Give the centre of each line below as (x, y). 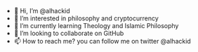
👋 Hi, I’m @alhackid (42, 11)
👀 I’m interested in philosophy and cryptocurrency (86, 18)
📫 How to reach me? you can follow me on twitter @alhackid (102, 41)
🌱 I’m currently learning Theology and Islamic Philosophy (96, 26)
